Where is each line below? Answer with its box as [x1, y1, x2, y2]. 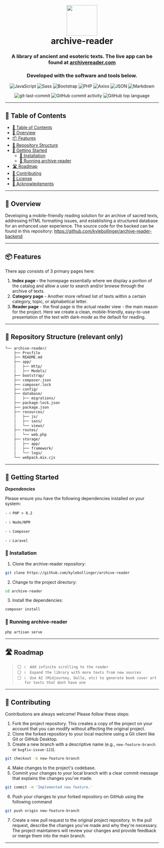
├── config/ [14, 387, 38, 391]
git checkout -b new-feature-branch [5, 756, 80, 761]
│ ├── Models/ [14, 368, 47, 374]
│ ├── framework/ [14, 446, 54, 451]
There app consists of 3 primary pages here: [5, 268, 95, 274]
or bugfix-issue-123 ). [12, 747, 56, 753]
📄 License [12, 176, 33, 182]
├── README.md [14, 355, 42, 360]
